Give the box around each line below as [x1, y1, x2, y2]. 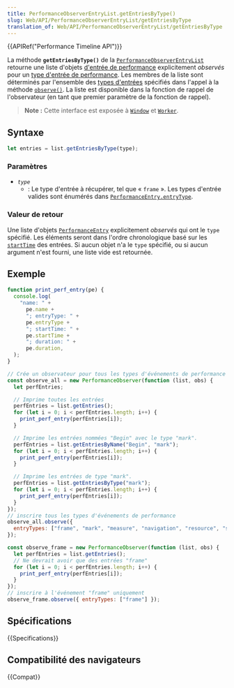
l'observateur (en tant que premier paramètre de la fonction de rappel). [7, 93, 211, 101]
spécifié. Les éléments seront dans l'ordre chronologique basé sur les [7, 233, 208, 241]
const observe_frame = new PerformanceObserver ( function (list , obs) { [7, 544, 219, 551]
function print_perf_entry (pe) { [7, 287, 104, 294]
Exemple [7, 268, 46, 280]
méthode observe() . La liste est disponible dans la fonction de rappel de [7, 85, 214, 94]
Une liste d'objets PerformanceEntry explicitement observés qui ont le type [7, 225, 220, 234]
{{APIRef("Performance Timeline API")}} [7, 43, 123, 51]
